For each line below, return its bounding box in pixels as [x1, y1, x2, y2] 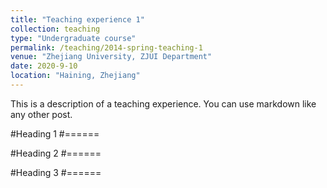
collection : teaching [10, 24, 101, 34]
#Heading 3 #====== [10, 166, 102, 178]
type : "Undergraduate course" [10, 33, 137, 43]
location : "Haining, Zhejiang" [10, 71, 141, 81]
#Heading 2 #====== [10, 147, 102, 159]
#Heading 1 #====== [10, 127, 100, 140]
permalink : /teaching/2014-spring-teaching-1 [10, 42, 203, 53]
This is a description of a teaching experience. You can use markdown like [10, 97, 317, 110]
